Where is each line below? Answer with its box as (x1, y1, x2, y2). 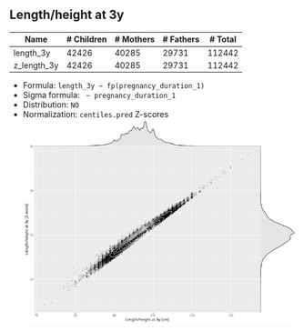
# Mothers (114, 34, 156, 45)
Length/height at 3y (9, 7, 125, 23)
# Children (66, 34, 107, 45)
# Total (208, 34, 237, 45)
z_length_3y (13, 59, 59, 71)
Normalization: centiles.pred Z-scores (22, 109, 169, 120)
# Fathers (162, 34, 200, 45)
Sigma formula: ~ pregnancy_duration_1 (22, 90, 176, 101)
